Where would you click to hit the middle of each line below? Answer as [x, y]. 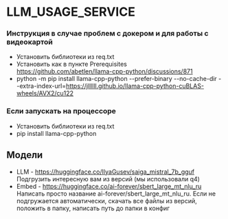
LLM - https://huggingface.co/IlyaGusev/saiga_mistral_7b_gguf [105, 172]
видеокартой [30, 42]
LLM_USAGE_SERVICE [71, 12]
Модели [25, 155]
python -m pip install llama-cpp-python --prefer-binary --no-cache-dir [116, 79]
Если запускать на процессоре [61, 111]
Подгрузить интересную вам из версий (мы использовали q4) [108, 178]
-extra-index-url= [41, 86]
